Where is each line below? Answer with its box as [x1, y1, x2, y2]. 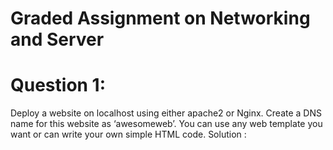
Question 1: [10, 74, 107, 97]
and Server [10, 28, 105, 51]
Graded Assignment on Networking [10, 7, 311, 30]
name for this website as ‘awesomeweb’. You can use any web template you [10, 118, 323, 130]
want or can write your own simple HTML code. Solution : [10, 128, 247, 141]
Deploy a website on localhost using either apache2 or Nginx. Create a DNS [10, 107, 322, 119]
